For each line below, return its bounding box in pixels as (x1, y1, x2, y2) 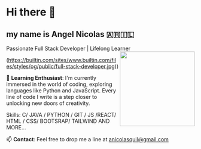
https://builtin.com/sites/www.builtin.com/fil (8, 57, 117, 63)
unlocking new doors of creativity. (6, 100, 90, 107)
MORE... (6, 124, 26, 131)
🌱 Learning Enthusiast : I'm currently (6, 74, 97, 81)
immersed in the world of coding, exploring (6, 80, 112, 88)
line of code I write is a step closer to (6, 94, 98, 100)
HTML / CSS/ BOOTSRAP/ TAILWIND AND (6, 117, 110, 125)
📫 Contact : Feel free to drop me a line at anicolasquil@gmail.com (6, 136, 169, 142)
